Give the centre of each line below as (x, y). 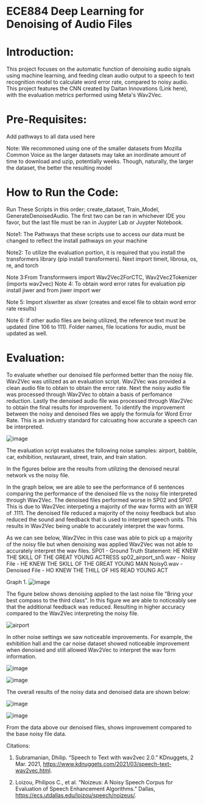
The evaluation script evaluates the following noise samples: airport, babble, (102, 450)
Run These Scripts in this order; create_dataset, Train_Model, (83, 209)
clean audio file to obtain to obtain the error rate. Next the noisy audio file (98, 388)
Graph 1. (17, 582)
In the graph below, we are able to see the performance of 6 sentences (95, 487)
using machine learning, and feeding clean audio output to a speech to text (100, 76)
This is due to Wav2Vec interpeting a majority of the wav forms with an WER (102, 506)
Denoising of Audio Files (69, 24)
